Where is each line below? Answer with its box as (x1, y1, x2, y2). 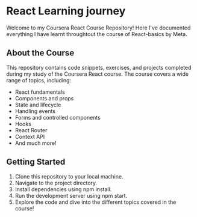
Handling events (14, 107, 56, 115)
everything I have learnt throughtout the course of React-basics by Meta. (6, 30, 188, 37)
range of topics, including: (6, 76, 71, 84)
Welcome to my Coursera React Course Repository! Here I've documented (6, 24, 191, 31)
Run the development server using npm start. (14, 192, 128, 199)
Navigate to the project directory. (14, 179, 98, 186)
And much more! (14, 139, 57, 147)
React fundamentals (14, 88, 65, 96)
